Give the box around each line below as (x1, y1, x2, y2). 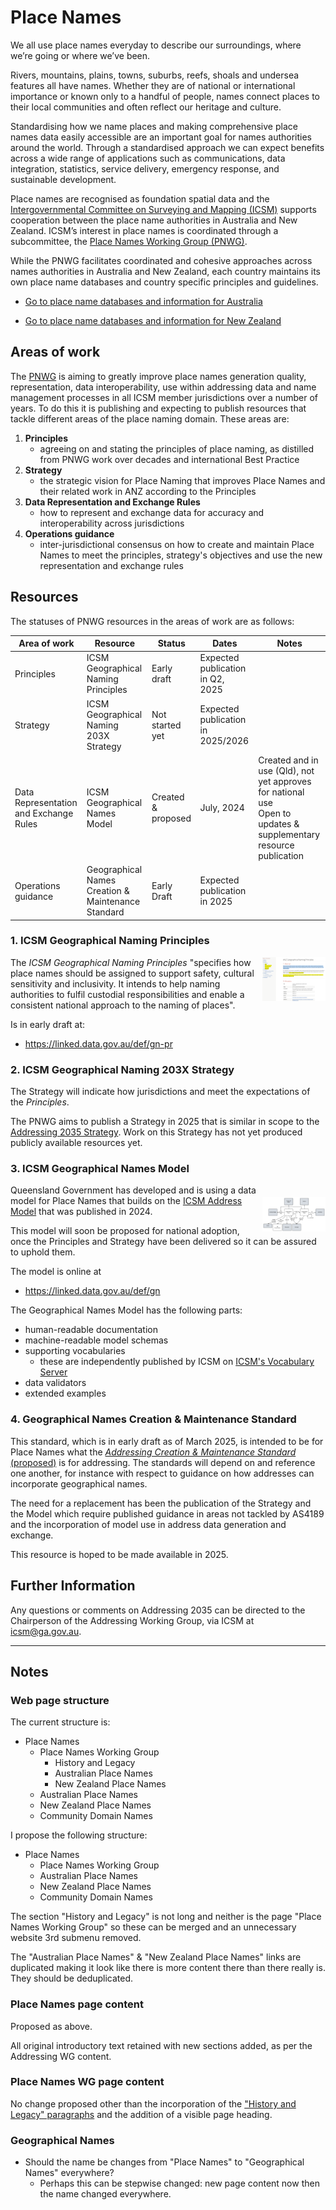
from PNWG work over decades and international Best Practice (39, 453, 300, 465)
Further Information (10, 1577, 136, 1595)
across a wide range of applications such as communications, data (10, 152, 286, 164)
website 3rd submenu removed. (10, 1932, 142, 1944)
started (151, 719, 182, 731)
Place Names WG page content (10, 2075, 165, 2089)
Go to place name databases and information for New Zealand (24, 314, 282, 326)
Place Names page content (10, 1997, 144, 2011)
